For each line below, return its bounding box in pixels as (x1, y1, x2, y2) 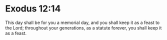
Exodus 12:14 (5, 3, 61, 14)
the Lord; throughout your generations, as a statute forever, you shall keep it (5, 24, 162, 30)
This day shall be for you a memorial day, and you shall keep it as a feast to (5, 19, 160, 25)
